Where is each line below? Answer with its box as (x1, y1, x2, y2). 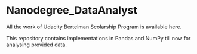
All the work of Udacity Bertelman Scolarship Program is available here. (6, 23, 182, 30)
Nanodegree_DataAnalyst (6, 4, 137, 17)
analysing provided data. (6, 41, 67, 48)
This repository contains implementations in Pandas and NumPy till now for (6, 34, 191, 42)
